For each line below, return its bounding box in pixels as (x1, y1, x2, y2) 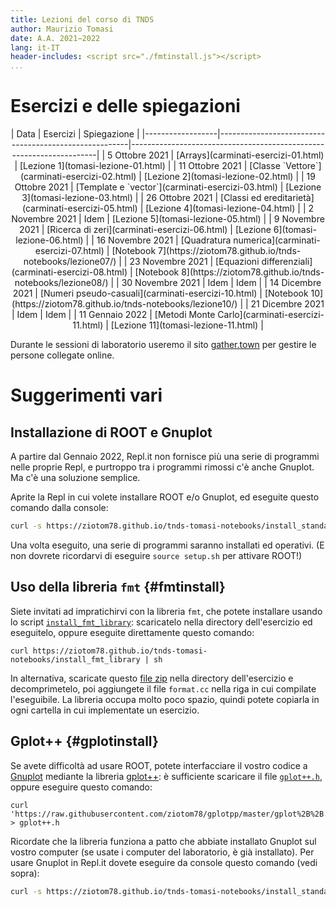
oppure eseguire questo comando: (10, 781, 153, 793)
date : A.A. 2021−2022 (10, 33, 101, 43)
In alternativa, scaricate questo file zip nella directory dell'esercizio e (10, 672, 294, 684)
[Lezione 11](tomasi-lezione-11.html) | (110, 319, 264, 331)
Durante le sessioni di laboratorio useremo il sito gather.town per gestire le (10, 339, 317, 351)
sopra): (10, 867, 40, 879)
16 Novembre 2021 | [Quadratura (96, 234, 232, 246)
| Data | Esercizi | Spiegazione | (10, 128, 140, 140)
